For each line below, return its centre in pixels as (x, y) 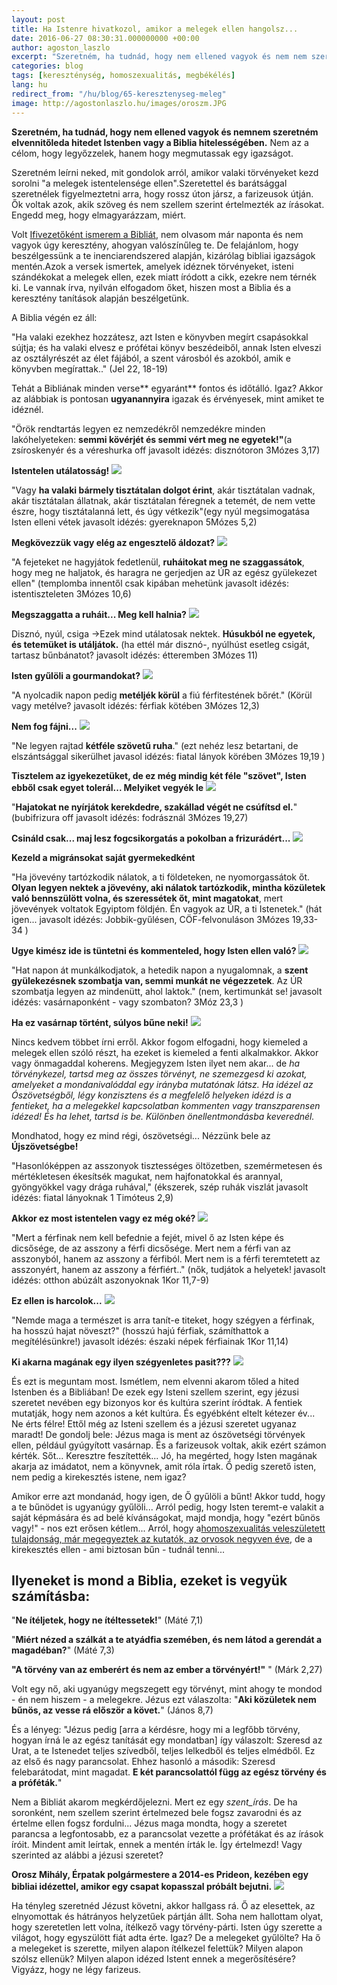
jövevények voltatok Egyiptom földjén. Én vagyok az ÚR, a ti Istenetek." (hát (167, 908)
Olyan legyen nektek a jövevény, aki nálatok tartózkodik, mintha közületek (168, 887)
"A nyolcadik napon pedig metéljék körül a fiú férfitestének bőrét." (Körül (162, 695)
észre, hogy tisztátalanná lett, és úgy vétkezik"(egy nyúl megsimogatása (160, 511)
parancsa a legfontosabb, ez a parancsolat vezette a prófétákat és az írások (167, 1834)
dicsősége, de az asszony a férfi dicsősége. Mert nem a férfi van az (151, 1248)
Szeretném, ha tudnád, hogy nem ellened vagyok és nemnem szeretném (165, 132)
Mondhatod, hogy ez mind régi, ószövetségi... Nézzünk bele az (141, 1135)
